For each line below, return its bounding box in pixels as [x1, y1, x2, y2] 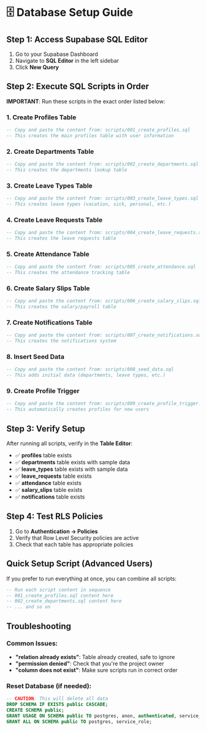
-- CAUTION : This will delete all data [6, 696, 109, 702]
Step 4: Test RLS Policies [6, 512, 103, 522]
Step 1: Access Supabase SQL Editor [6, 34, 148, 44]
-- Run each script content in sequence [6, 587, 112, 593]
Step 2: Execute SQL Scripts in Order [6, 81, 149, 92]
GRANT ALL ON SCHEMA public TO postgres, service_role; [6, 718, 152, 725]
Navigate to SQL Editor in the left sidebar [15, 57, 120, 64]
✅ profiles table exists [15, 452, 72, 459]
